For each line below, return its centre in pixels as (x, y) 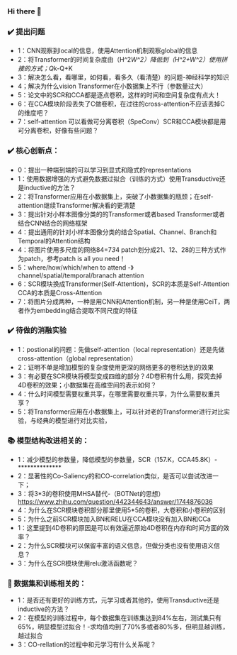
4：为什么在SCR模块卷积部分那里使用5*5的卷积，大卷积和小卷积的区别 (121, 510)
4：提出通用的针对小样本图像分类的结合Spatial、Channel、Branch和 (117, 232)
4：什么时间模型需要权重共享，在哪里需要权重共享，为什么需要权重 (116, 394)
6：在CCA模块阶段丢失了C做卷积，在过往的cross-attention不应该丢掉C (121, 104)
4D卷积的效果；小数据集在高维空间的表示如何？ (87, 385)
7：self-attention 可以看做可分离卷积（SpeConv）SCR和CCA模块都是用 (122, 122)
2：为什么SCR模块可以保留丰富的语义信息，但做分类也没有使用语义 (116, 546)
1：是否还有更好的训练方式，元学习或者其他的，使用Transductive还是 (118, 600)
